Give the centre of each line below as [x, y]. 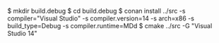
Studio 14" [22, 33]
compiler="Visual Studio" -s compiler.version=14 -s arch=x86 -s [101, 18]
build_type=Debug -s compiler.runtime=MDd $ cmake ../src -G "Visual [110, 26]
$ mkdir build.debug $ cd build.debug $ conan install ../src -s [96, 11]
